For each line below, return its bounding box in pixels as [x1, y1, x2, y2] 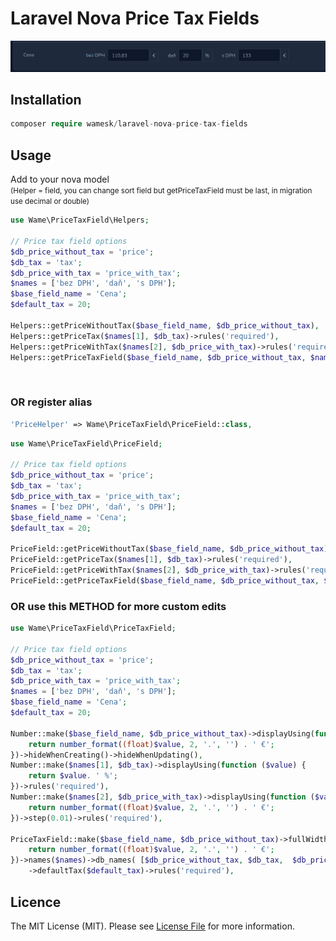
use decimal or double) [10, 197, 90, 207]
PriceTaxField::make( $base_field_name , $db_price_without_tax [10, 834, 275, 844]
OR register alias [10, 395, 93, 409]
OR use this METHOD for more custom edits [10, 599, 227, 613]
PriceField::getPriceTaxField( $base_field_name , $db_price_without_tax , [10, 575, 320, 586]
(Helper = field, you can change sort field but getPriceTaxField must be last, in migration [10, 186, 313, 196]
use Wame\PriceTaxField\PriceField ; [10, 438, 163, 449]
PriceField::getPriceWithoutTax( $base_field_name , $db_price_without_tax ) [10, 544, 329, 554]
